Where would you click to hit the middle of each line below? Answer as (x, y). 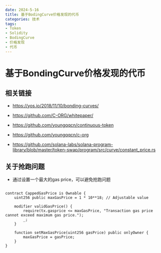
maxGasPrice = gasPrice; (49, 237)
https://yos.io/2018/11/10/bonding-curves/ (55, 105)
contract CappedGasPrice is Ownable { (45, 193)
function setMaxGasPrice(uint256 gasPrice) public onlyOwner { (81, 233)
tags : (11, 24)
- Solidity (16, 33)
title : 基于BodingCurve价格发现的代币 (42, 14)
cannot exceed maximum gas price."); (44, 215)
